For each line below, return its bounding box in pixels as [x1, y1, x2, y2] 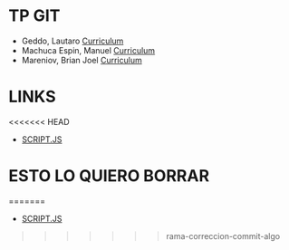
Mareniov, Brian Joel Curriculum [21, 54, 142, 65]
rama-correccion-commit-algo [166, 230, 281, 241]
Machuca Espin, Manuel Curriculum [21, 44, 156, 55]
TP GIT [8, 5, 61, 26]
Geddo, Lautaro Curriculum [21, 35, 124, 46]
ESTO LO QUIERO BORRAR [8, 166, 210, 187]
